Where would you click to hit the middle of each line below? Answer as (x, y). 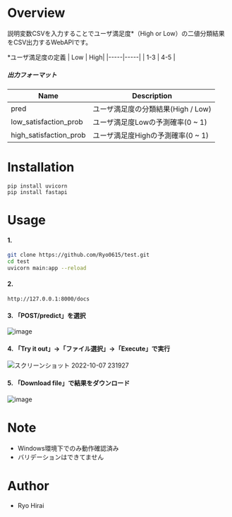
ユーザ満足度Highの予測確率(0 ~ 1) (151, 135)
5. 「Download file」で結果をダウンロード (69, 383)
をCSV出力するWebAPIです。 (50, 42)
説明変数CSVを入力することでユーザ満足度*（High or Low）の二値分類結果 (116, 33)
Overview (36, 13)
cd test (19, 262)
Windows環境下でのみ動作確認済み (68, 448)
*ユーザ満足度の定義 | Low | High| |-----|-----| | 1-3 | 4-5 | (91, 57)
